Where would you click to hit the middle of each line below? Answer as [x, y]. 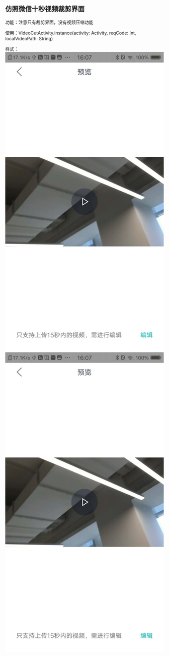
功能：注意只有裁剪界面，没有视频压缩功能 [49, 22]
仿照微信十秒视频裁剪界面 [45, 9]
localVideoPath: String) [29, 38]
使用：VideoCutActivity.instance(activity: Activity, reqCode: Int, [71, 33]
